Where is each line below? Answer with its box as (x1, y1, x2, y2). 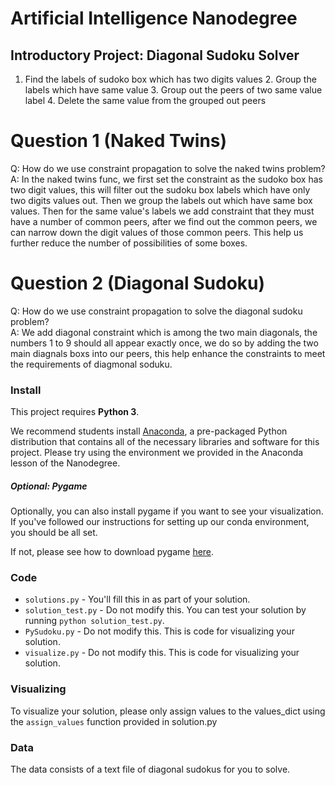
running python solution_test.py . (24, 615, 165, 627)
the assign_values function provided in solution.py (10, 715, 218, 727)
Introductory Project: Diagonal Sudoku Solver (10, 47, 300, 64)
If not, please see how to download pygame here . (10, 546, 215, 558)
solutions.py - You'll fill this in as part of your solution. (24, 593, 251, 606)
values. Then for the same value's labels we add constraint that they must (10, 205, 315, 217)
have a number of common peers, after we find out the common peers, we (10, 215, 318, 227)
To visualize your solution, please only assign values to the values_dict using (10, 705, 326, 717)
